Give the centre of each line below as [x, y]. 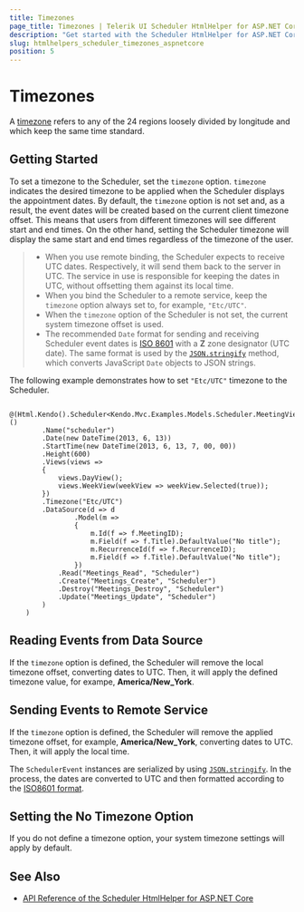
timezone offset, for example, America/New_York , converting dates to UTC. [152, 742]
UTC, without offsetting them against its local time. [139, 286]
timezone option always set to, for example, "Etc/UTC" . [146, 305]
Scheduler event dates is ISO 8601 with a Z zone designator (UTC [167, 343]
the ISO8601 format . [47, 788]
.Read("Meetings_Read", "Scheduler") [129, 573]
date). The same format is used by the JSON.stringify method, [162, 353]
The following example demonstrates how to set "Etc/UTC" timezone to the [148, 380]
